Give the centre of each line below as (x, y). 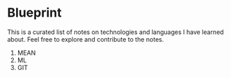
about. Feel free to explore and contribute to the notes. (86, 39)
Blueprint (34, 13)
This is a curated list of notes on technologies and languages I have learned (115, 32)
